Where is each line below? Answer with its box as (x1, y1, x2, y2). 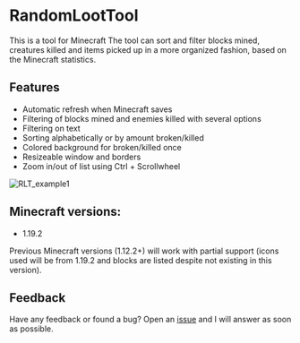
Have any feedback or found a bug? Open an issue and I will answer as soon (9, 314, 292, 325)
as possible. (9, 323, 54, 334)
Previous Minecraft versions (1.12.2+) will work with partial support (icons (9, 245, 279, 256)
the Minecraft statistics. (9, 54, 97, 64)
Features (9, 80, 60, 95)
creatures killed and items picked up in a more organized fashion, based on (9, 44, 287, 55)
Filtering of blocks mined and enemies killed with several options (21, 113, 261, 124)
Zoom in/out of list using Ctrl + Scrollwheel (21, 160, 181, 171)
